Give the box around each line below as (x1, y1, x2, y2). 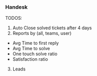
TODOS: (5, 15, 23, 21)
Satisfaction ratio (12, 56, 48, 62)
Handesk (5, 4, 28, 11)
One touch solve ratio (12, 51, 58, 57)
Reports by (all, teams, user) (12, 30, 72, 36)
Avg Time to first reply (12, 40, 59, 46)
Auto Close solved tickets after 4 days (12, 25, 92, 31)
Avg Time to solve (12, 46, 51, 52)
